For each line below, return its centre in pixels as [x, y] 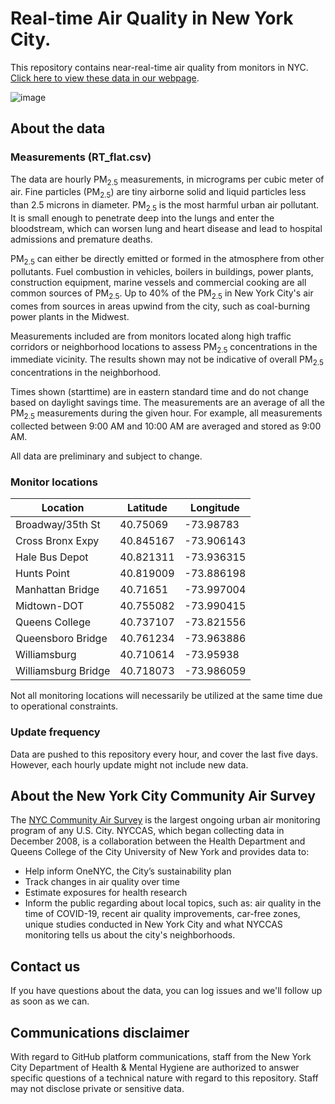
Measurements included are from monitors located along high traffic [151, 336]
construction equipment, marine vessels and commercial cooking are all [158, 282]
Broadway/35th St [58, 525]
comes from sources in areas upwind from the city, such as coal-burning [160, 306]
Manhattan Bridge [57, 590]
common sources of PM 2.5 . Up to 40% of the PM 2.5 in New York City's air [162, 294]
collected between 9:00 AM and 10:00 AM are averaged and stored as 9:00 [166, 426]
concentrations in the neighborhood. [86, 373]
